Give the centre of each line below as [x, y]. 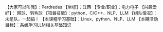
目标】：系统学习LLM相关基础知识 [38, 25]
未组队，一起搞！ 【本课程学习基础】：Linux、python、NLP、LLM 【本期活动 [81, 19]
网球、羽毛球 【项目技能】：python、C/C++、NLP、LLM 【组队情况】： [87, 13]
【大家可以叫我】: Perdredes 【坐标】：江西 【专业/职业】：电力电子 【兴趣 [79, 7]
